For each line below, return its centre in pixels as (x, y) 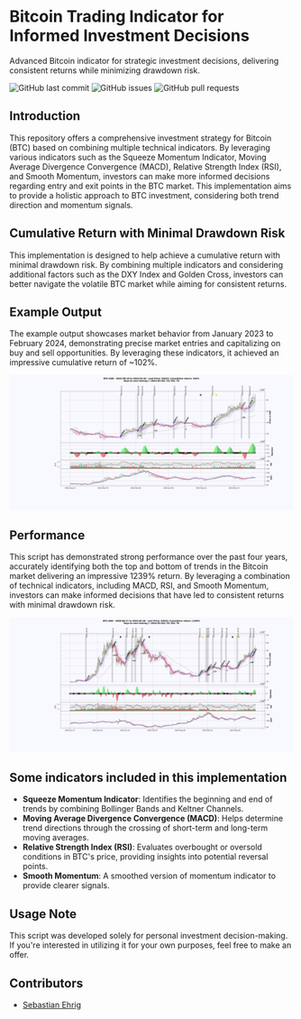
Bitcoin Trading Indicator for (117, 17)
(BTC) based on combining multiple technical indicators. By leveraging (140, 147)
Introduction (45, 116)
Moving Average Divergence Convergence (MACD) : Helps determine (153, 819)
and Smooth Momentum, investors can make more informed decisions (140, 176)
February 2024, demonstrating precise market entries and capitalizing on (145, 344)
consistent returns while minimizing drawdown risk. (105, 70)
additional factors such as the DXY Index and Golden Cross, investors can (146, 274)
